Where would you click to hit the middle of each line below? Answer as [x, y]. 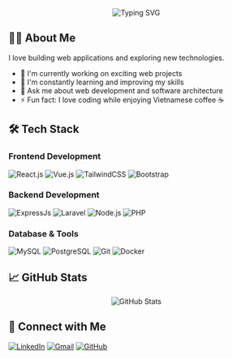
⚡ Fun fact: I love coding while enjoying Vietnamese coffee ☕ [122, 100]
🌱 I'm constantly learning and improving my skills [102, 82]
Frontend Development [55, 156]
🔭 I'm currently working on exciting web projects [101, 73]
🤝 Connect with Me [58, 327]
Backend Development [54, 195]
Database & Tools [43, 233]
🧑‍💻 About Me [42, 38]
